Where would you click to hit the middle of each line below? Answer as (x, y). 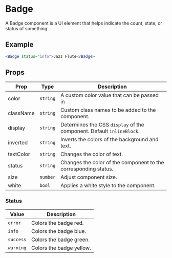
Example (19, 45)
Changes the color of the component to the (112, 163)
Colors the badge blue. (59, 231)
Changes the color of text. (92, 154)
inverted (18, 143)
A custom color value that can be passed (110, 95)
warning (17, 248)
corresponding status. (87, 169)
